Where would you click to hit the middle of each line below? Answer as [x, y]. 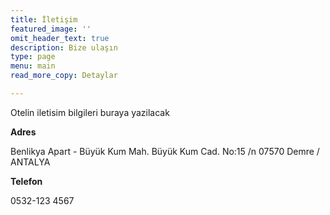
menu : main [33, 66]
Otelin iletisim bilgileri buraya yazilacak [90, 112]
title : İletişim [44, 19]
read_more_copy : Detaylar [64, 76]
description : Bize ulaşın [64, 47]
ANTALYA [30, 162]
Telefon [26, 181]
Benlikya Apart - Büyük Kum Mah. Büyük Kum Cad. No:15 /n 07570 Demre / [165, 151]
